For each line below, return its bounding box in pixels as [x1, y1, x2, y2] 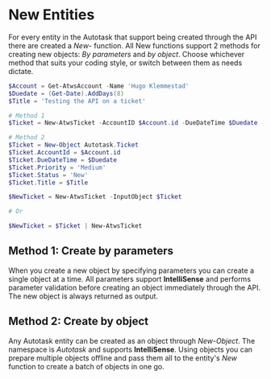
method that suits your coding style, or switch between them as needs [8, 58, 243, 68]
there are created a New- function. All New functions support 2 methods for [8, 40, 261, 50]
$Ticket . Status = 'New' [8, 171, 89, 179]
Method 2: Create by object [8, 315, 149, 328]
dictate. [8, 66, 34, 76]
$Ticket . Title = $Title [8, 179, 89, 187]
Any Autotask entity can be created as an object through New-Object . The [8, 336, 256, 345]
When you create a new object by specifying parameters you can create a [8, 266, 254, 275]
